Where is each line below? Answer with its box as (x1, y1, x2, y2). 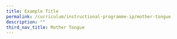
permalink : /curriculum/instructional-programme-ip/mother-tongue (6, 14, 171, 19)
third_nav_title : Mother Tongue (6, 24, 85, 30)
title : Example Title (6, 8, 59, 14)
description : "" (6, 19, 46, 25)
